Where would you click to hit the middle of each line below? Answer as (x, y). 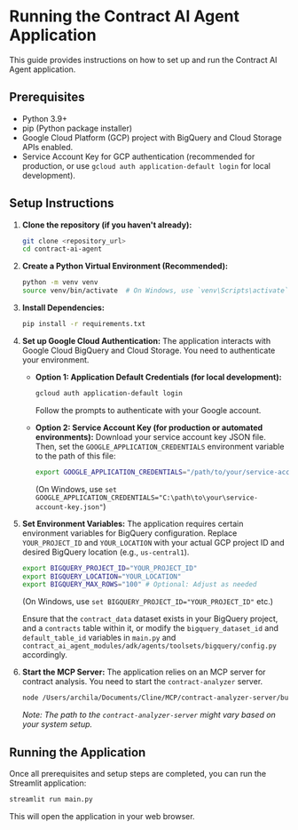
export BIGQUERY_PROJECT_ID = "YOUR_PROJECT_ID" (110, 568)
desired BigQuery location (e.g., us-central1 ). (106, 552)
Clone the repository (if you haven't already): (107, 225)
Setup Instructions (62, 203)
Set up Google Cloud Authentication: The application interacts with (146, 340)
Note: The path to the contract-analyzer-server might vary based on (149, 715)
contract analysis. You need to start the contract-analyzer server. (142, 682)
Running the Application (78, 752)
